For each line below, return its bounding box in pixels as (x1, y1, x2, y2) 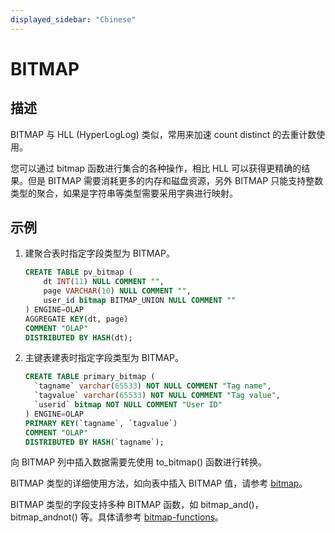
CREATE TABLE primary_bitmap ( (24, 372, 156, 382)
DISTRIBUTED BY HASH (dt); (24, 332, 133, 343)
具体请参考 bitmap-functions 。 (97, 511, 225, 523)
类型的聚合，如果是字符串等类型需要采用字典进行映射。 (10, 187, 238, 199)
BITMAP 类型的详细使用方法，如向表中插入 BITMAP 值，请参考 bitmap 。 (10, 477, 308, 490)
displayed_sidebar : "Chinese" (10, 14, 137, 25)
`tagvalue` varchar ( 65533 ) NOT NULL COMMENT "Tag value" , (34, 391, 281, 401)
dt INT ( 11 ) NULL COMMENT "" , (43, 277, 165, 287)
